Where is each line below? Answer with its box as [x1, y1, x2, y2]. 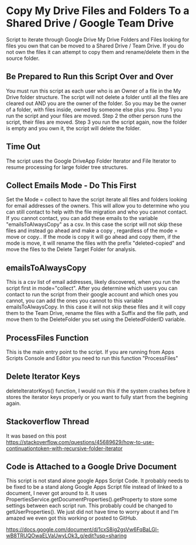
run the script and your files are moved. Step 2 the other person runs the [6, 112, 181, 119]
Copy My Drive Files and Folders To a [6, 4, 190, 18]
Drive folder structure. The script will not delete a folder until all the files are [6, 93, 188, 100]
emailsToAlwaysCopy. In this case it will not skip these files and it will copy [6, 303, 186, 310]
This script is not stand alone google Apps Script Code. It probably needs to [6, 477, 189, 485]
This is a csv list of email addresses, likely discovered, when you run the [6, 279, 180, 286]
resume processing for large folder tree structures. [6, 163, 129, 171]
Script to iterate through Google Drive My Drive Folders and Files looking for [6, 36, 190, 43]
